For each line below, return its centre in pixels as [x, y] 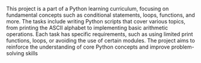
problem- [183, 47]
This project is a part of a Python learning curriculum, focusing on [88, 9]
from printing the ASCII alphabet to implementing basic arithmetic [87, 28]
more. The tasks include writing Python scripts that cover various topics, [96, 21]
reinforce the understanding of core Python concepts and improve [88, 47]
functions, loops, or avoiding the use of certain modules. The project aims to [100, 40]
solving [15, 53]
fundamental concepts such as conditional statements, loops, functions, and [100, 15]
